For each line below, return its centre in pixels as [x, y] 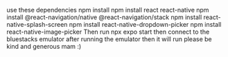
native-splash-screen [37, 24]
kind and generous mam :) [44, 46]
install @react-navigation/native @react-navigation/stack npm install [104, 17]
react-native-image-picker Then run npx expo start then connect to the [108, 32]
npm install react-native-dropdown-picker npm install [145, 24]
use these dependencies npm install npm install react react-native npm [108, 10]
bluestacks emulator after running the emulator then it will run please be [109, 39]
